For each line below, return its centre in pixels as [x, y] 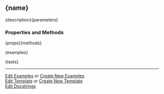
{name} [17, 8]
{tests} [12, 62]
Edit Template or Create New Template [44, 81]
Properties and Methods [34, 32]
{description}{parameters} [32, 19]
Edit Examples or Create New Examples [45, 76]
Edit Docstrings [20, 86]
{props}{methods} [23, 43]
